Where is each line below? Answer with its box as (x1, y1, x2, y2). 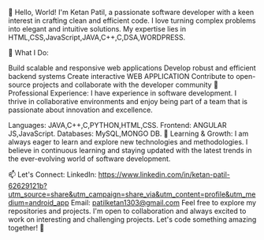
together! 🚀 (8, 223, 45, 232)
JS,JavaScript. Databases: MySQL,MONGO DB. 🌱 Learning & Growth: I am (8, 129, 249, 138)
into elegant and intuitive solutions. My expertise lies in (8, 24, 187, 33)
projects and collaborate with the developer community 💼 (32, 80, 219, 89)
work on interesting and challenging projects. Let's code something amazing (8, 215, 257, 224)
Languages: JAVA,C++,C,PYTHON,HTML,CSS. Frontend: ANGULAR (8, 121, 227, 129)
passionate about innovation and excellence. (8, 105, 154, 114)
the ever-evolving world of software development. (8, 154, 171, 163)
